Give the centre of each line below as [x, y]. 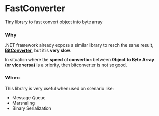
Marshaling [23, 103]
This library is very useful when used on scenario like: [59, 88]
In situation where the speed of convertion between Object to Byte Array [79, 60]
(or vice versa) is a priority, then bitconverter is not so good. [66, 65]
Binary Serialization [32, 108]
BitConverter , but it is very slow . [38, 50]
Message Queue [29, 97]
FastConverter [35, 9]
